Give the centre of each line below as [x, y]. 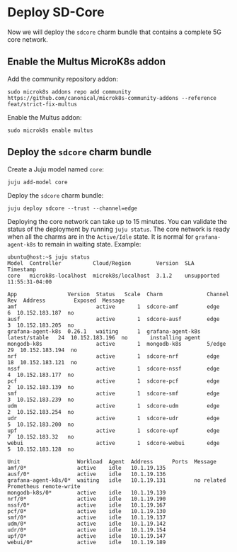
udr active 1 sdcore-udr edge [114, 418]
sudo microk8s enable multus [50, 130]
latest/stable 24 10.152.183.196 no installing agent [104, 337]
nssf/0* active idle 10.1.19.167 [87, 505]
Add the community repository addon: [63, 79]
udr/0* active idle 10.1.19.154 [87, 530]
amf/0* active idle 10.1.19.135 [87, 468]
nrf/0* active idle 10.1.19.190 [87, 499]
